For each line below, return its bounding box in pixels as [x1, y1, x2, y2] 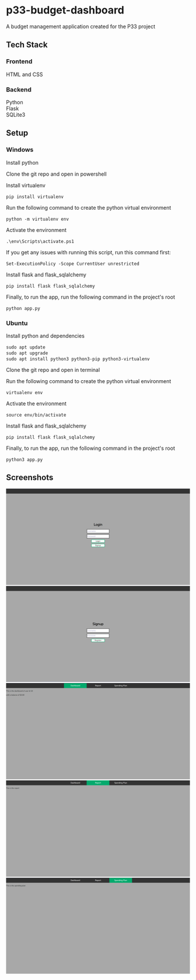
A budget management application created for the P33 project [6, 23, 156, 30]
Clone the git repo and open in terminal [6, 366, 100, 373]
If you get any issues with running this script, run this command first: [6, 248, 171, 255]
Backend [6, 86, 32, 94]
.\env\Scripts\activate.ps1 [6, 238, 75, 244]
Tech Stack [6, 40, 48, 50]
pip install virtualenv [6, 194, 64, 200]
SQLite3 [6, 111, 26, 118]
